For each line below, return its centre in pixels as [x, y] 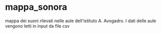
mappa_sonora [36, 7]
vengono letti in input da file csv [37, 26]
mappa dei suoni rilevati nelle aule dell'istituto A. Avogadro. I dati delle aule [80, 21]
